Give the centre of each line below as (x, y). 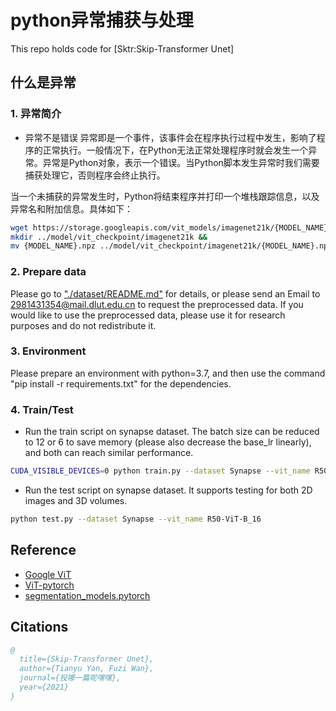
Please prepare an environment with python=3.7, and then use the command (168, 373)
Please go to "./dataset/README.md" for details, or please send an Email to (165, 293)
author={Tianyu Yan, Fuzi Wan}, (87, 669)
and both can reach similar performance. (109, 453)
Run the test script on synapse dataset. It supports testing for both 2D (168, 490)
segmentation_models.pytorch (87, 595)
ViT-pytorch (49, 585)
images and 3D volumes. (76, 501)
